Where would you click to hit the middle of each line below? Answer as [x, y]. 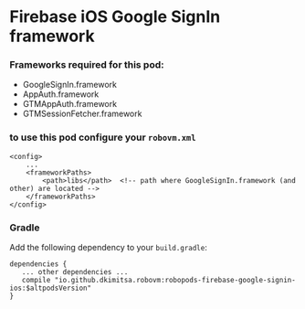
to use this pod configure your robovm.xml [103, 137]
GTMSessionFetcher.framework [82, 114]
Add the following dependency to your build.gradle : [108, 248]
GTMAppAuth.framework [69, 104]
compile [36, 281]
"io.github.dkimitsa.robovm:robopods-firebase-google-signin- [175, 281]
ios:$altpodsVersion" [51, 288]
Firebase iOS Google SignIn [115, 17]
